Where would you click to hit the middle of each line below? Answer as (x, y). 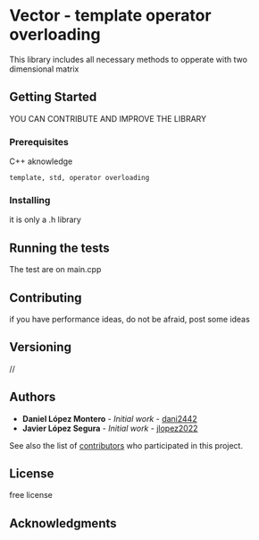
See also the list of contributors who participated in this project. (126, 445)
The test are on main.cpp (55, 270)
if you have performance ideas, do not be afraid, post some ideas (129, 319)
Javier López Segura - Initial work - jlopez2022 (110, 428)
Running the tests (59, 248)
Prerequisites (39, 141)
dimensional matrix (44, 69)
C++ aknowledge (41, 161)
